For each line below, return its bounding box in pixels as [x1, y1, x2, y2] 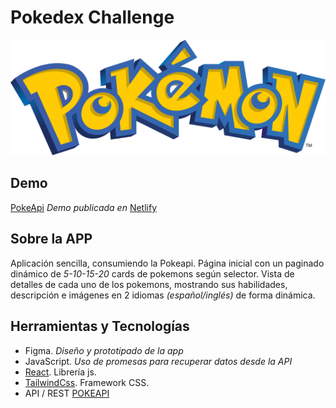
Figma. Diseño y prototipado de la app [24, 344, 184, 356]
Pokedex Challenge [10, 6, 175, 29]
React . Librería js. [24, 366, 97, 378]
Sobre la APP [10, 231, 93, 248]
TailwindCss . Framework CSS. [24, 376, 150, 388]
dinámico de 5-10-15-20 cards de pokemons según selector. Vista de [10, 267, 295, 280]
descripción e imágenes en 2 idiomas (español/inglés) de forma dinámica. [10, 289, 316, 301]
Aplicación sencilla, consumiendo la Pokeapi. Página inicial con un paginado [10, 257, 325, 269]
